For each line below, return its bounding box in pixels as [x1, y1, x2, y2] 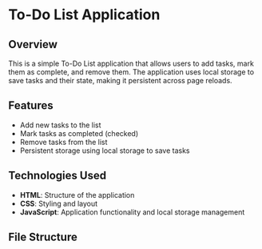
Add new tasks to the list [19, 120, 101, 130]
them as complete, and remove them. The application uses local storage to [8, 67, 254, 77]
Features [8, 98, 54, 113]
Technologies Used [8, 169, 106, 183]
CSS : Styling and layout [19, 199, 98, 208]
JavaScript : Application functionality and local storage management [19, 207, 245, 217]
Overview [8, 38, 58, 51]
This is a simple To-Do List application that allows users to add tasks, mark [8, 58, 254, 68]
